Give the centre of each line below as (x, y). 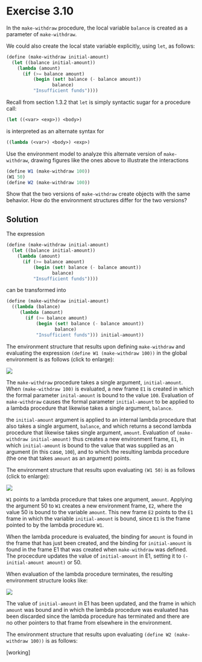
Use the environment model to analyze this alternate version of (84, 154)
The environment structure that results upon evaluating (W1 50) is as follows (101, 469)
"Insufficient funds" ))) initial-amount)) (90, 335)
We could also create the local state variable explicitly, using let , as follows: (101, 46)
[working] (18, 652)
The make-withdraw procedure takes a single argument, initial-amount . (95, 382)
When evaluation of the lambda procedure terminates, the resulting (90, 574)
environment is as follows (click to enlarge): (60, 359)
